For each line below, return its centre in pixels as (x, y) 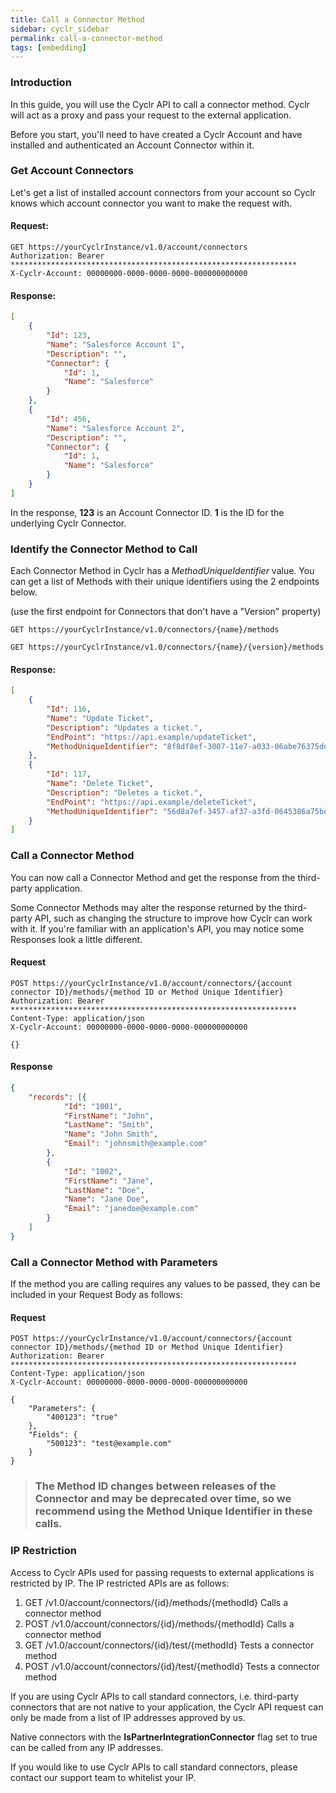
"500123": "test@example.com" (109, 1444)
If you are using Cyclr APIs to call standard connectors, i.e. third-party (154, 1696)
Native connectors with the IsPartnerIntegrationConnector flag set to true (164, 1737)
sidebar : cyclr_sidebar (60, 29)
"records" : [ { (57, 1097)
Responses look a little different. (76, 939)
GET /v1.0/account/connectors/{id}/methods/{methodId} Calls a (156, 1602)
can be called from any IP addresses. (87, 1747)
